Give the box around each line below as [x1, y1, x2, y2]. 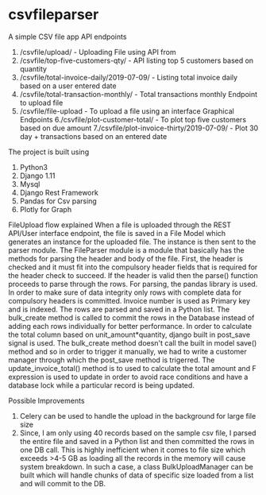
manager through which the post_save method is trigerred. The [8, 355, 215, 365]
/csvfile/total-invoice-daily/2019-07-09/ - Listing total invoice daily [19, 72, 238, 82]
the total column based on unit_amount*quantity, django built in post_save [8, 330, 251, 339]
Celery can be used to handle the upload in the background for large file [19, 411, 256, 420]
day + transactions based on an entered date [19, 131, 168, 141]
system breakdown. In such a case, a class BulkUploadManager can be [19, 462, 254, 471]
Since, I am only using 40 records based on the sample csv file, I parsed [19, 427, 256, 438]
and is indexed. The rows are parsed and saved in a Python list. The [8, 304, 230, 314]
